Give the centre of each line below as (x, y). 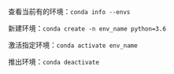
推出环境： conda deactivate (54, 62)
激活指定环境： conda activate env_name (73, 45)
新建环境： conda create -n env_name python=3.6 (87, 28)
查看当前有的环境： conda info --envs (69, 11)
